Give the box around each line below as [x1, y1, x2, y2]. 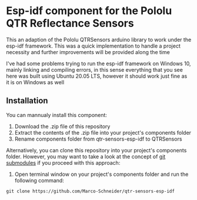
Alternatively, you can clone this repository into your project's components [6, 146, 187, 154]
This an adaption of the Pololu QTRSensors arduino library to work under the [6, 36, 192, 43]
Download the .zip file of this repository [14, 122, 111, 130]
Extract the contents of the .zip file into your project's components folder [14, 129, 192, 136]
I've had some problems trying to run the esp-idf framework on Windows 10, [6, 60, 191, 67]
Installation [6, 96, 48, 106]
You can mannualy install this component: [6, 111, 108, 118]
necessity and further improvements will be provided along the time [6, 48, 171, 55]
